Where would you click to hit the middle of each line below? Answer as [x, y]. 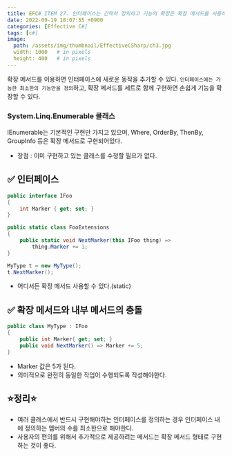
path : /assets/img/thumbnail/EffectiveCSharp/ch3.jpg [92, 46]
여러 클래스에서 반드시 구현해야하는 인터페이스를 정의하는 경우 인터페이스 [115, 419]
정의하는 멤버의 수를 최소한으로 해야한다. [79, 428]
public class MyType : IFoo [48, 326]
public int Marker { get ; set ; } [66, 339]
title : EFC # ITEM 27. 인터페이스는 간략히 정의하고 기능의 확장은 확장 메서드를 [108, 13]
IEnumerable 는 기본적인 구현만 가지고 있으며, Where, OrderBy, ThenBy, [105, 133]
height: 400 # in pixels [52, 59]
